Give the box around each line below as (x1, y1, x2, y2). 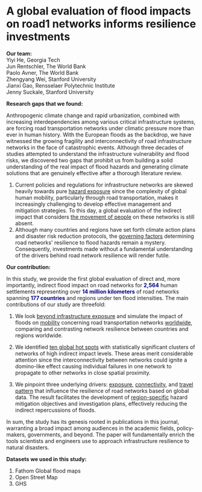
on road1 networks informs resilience (6, 17, 197, 31)
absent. (14, 219, 34, 227)
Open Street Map (14, 473, 58, 481)
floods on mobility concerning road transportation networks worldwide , (14, 319, 193, 326)
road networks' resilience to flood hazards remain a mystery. (14, 238, 166, 246)
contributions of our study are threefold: (6, 301, 106, 308)
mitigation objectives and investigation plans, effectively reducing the (14, 400, 188, 407)
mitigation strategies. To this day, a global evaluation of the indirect (14, 206, 182, 214)
